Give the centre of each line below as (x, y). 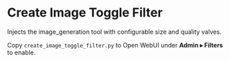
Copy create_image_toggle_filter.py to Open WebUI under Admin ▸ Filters (115, 45)
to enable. (21, 52)
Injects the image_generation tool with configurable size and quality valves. (114, 32)
